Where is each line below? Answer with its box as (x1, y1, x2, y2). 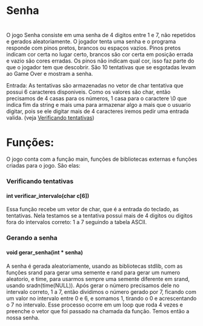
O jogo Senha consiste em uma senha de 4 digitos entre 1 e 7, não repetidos (6, 32, 196, 39)
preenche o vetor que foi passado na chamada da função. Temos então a (6, 307, 190, 314)
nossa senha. (6, 314, 40, 321)
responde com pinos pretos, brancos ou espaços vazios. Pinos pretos (6, 44, 181, 52)
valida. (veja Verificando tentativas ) (6, 114, 95, 121)
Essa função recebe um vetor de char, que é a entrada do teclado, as (6, 206, 179, 213)
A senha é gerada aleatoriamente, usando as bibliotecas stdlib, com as (6, 262, 183, 270)
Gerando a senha (6, 234, 58, 242)
